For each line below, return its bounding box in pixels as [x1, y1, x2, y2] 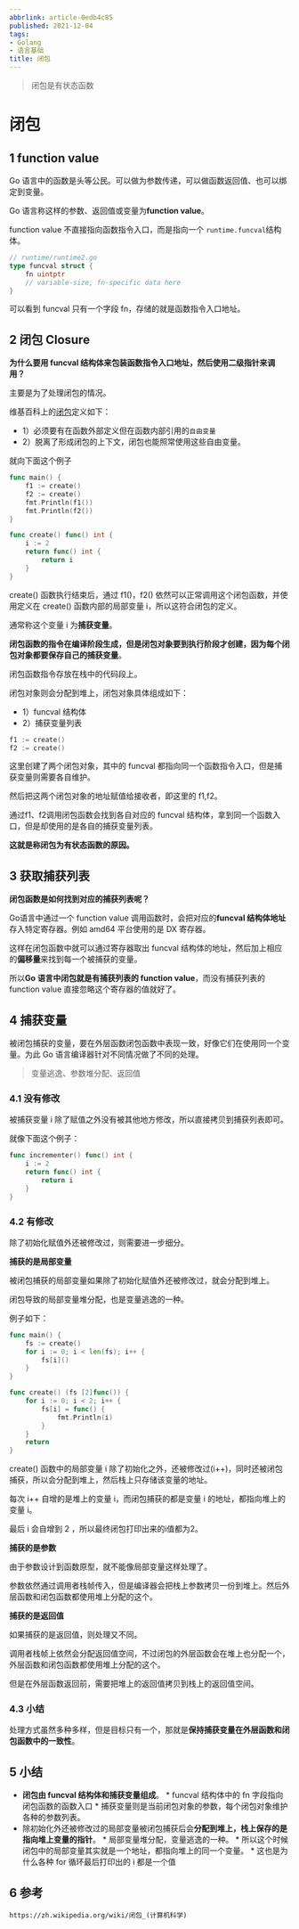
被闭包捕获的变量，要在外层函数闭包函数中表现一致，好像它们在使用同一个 [9, 1038, 282, 1049]
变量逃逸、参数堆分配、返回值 [30, 1068, 141, 1079]
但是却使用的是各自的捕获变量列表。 [24, 821, 158, 831]
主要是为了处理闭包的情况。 [9, 388, 111, 398]
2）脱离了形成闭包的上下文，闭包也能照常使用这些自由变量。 [21, 437, 246, 447]
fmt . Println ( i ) [56, 1413, 114, 1422]
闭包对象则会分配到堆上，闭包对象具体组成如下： [9, 687, 189, 698]
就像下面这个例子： [9, 1133, 80, 1144]
